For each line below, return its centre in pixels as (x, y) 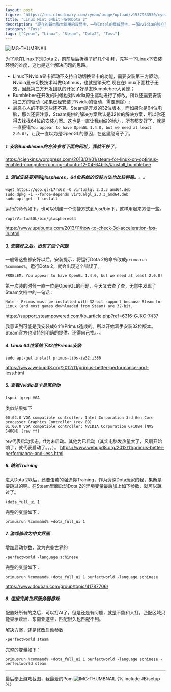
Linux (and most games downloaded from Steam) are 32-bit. (69, 306)
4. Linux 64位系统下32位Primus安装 (44, 345)
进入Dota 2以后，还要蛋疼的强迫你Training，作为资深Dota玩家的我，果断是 (83, 479)
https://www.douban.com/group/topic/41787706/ (57, 586)
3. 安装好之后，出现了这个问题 (37, 246)
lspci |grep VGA (22, 398)
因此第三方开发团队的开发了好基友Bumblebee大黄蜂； (78, 89)
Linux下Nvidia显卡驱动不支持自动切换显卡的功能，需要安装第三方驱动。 (87, 76)
